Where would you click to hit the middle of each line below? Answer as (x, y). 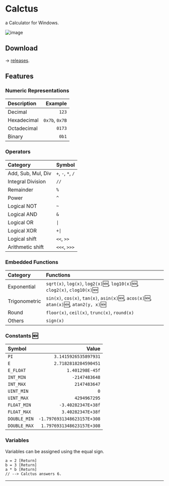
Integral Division (27, 181)
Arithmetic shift (26, 247)
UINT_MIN (18, 391)
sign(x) (55, 321)
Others (16, 321)
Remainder (21, 189)
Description (22, 104)
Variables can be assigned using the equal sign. (55, 451)
